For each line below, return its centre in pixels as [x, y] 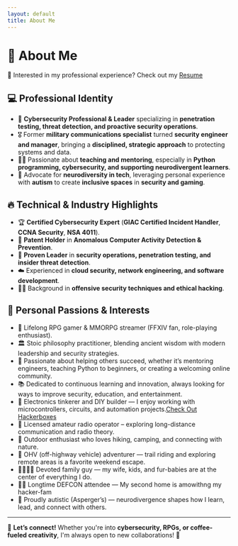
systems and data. [45, 152]
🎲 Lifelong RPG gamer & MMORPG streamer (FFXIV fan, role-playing [117, 328]
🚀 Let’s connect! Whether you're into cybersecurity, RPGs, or [98, 527]
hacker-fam [34, 492]
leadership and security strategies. [68, 353]
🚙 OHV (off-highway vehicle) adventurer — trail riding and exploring [117, 454]
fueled [17, 535]
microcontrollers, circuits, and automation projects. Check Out [107, 409]
